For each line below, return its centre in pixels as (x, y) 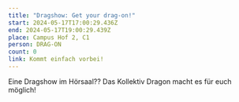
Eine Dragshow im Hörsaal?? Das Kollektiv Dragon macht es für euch (120, 81)
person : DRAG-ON (35, 45)
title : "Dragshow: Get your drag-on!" (72, 15)
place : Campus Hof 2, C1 (49, 37)
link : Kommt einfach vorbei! (56, 60)
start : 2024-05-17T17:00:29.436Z (63, 23)
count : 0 (22, 52)
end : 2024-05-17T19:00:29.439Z (60, 30)
